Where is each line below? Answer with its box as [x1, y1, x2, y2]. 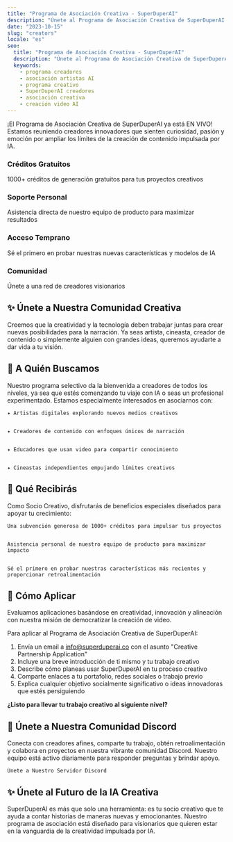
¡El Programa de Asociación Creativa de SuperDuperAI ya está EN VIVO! [7, 120, 213, 128]
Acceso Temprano [7, 233, 71, 243]
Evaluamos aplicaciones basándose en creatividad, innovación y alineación [7, 608, 223, 617]
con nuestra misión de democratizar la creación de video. [7, 616, 172, 624]
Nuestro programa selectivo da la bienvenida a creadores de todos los [7, 381, 208, 389]
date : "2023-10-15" [7, 23, 64, 30]
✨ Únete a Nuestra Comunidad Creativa [7, 302, 182, 314]
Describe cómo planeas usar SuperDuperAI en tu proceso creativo [17, 665, 208, 673]
